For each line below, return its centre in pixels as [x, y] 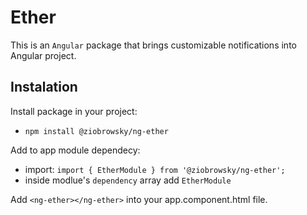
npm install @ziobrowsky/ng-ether [96, 131]
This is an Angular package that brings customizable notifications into [153, 45]
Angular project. [43, 55]
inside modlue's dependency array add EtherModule [128, 180]
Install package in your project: [74, 111]
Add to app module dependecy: [75, 150]
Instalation [44, 87]
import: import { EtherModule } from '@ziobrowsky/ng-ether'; [155, 169]
